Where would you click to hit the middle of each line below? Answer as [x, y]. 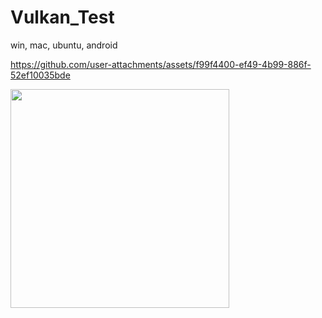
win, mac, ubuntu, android [64, 45]
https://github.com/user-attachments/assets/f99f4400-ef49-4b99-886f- [161, 64]
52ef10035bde [40, 75]
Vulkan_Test [62, 17]
